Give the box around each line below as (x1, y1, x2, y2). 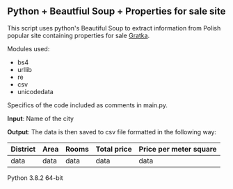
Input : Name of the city (7, 114, 74, 123)
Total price (95, 144, 132, 154)
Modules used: (7, 44, 50, 53)
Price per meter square (138, 144, 217, 154)
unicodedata (17, 87, 54, 96)
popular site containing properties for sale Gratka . (7, 31, 150, 39)
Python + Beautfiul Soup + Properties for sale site (7, 6, 226, 17)
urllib (17, 65, 33, 73)
